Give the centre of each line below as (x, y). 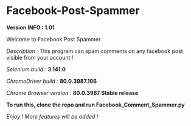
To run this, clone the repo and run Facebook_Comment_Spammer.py (95, 105)
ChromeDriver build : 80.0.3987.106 (52, 81)
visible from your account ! (40, 57)
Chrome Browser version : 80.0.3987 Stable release (72, 93)
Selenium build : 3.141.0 (36, 69)
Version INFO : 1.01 (30, 27)
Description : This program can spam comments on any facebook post (95, 51)
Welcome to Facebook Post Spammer (54, 39)
